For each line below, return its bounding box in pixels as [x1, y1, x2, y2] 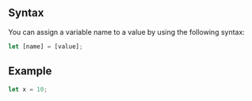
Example [8, 65, 52, 78]
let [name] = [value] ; [8, 43, 83, 50]
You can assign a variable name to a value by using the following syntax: [8, 27, 246, 36]
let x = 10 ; [8, 85, 48, 93]
